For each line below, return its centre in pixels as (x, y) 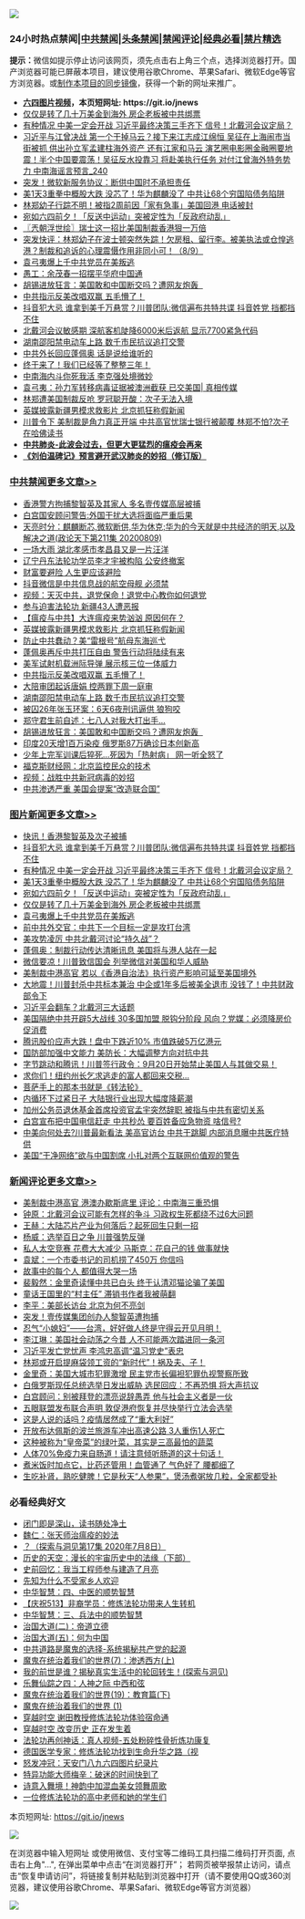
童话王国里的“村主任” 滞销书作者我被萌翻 (99, 1294)
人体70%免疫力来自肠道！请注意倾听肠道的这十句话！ (123, 1454)
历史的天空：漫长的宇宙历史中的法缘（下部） (107, 1558)
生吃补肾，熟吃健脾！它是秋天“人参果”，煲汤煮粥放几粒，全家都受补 (150, 1477)
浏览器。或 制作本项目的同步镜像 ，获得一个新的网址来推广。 (129, 83)
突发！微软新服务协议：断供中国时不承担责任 (107, 182)
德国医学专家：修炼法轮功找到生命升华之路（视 (110, 1752)
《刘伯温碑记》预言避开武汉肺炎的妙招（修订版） (114, 456)
